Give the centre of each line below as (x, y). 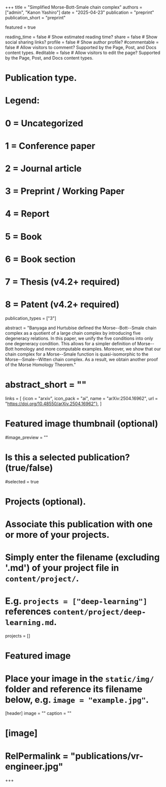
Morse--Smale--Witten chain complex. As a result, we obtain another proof (82, 359)
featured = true (21, 27)
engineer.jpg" (34, 766)
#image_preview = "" (27, 437)
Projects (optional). (46, 501)
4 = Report (27, 214)
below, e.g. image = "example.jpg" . (77, 700)
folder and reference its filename (74, 689)
